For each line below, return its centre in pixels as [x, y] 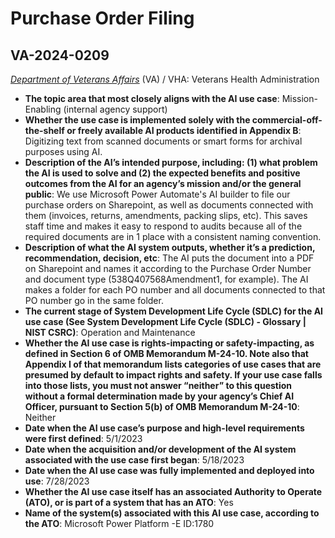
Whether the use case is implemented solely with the [137, 120]
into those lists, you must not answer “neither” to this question [158, 385]
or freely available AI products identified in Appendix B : [184, 130]
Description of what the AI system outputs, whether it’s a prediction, [170, 247]
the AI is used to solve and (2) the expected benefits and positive [162, 173]
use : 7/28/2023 [57, 481]
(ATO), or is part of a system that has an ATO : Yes [129, 502]
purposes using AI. [63, 151]
